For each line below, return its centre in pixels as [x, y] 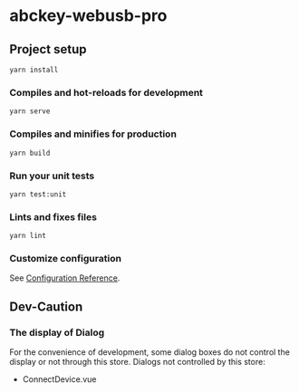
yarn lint [28, 236]
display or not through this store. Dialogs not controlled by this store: [137, 362]
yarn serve [30, 111]
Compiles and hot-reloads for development [106, 92]
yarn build [30, 153]
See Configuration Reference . [65, 278]
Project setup [48, 49]
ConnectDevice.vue [59, 379]
